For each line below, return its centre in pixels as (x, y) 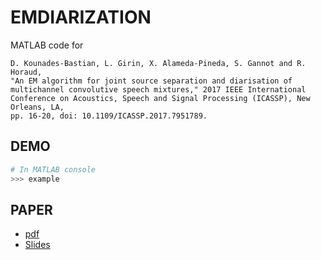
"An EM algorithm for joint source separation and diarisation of (151, 81)
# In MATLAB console (53, 169)
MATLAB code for (47, 45)
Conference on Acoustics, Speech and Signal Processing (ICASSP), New (160, 98)
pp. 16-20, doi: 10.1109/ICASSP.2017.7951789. (109, 116)
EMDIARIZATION (81, 17)
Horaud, (26, 72)
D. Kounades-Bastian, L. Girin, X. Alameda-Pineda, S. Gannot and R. (158, 63)
